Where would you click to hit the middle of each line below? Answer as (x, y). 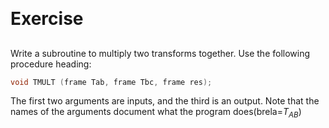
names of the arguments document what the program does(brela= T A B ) (156, 113)
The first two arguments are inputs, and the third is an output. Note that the (165, 101)
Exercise (47, 19)
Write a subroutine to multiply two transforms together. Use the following (160, 53)
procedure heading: (51, 64)
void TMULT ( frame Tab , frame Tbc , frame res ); (111, 82)
